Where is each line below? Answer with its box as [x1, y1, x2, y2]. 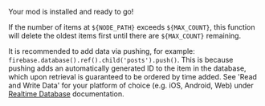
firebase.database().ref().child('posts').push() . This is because [8, 55, 234, 64]
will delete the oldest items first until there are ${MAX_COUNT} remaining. [8, 31, 242, 40]
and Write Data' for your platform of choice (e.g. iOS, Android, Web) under [8, 80, 255, 90]
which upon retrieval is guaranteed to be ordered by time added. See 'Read [8, 72, 257, 81]
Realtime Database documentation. [8, 89, 124, 99]
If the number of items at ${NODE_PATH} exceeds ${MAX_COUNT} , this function [8, 22, 255, 31]
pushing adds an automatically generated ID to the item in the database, [8, 63, 247, 73]
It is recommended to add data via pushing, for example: [8, 47, 195, 55]
